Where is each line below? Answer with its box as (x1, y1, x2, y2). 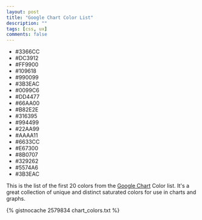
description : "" (6, 20, 47, 26)
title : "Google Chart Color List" (6, 15, 94, 21)
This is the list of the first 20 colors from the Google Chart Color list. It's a (6, 182, 190, 190)
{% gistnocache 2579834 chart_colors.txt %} (6, 207, 120, 214)
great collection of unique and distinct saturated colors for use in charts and (6, 188, 197, 196)
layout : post (6, 8, 39, 15)
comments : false (6, 32, 47, 38)
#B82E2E (15, 106, 39, 113)
